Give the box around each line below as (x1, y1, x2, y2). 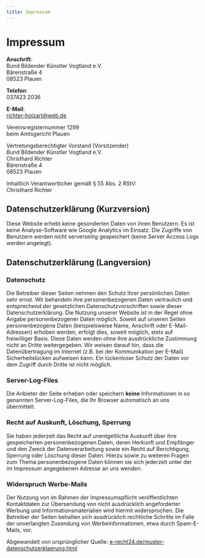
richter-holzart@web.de (6, 111, 67, 119)
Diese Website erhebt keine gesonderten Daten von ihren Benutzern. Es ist (6, 220, 195, 227)
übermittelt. (6, 403, 35, 410)
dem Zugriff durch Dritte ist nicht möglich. (6, 361, 112, 369)
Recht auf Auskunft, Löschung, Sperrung (6, 418, 131, 427)
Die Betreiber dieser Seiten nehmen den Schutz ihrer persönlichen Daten (6, 290, 190, 297)
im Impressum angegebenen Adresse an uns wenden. (6, 464, 143, 472)
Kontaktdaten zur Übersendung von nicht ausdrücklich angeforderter (6, 500, 181, 507)
